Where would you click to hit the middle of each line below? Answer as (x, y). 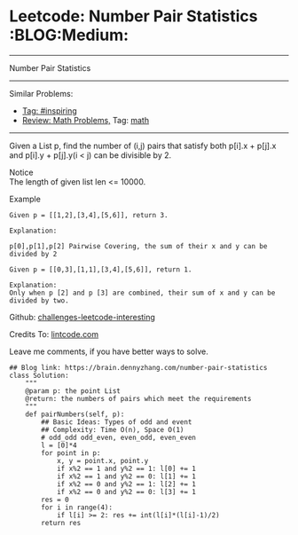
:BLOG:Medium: (69, 35)
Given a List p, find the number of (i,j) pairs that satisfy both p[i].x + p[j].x (143, 146)
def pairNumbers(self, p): (75, 414)
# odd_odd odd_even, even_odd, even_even (119, 437)
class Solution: (39, 375)
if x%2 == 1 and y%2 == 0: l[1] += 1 (126, 476)
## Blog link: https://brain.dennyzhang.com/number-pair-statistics (138, 367)
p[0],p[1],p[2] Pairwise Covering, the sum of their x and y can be (138, 246)
